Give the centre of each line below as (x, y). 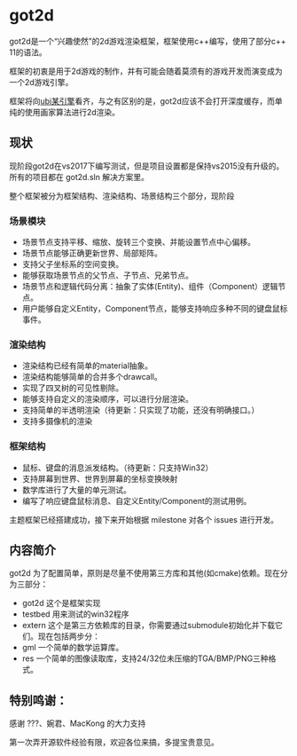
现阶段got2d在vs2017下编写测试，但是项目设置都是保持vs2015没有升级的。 (147, 166)
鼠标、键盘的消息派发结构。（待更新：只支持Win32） (117, 468)
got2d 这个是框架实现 (61, 603)
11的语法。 (28, 52)
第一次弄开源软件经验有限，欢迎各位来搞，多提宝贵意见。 (114, 743)
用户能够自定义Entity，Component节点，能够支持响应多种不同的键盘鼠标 (155, 309)
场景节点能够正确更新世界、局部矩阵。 (92, 253)
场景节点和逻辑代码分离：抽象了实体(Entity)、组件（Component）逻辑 (150, 287)
